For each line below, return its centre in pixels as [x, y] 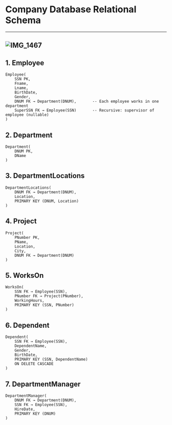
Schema [23, 20]
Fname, [21, 84]
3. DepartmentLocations [45, 176]
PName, [21, 242]
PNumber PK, [27, 237]
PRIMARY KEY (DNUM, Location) [47, 201]
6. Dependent [27, 325]
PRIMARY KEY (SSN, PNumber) [44, 305]
